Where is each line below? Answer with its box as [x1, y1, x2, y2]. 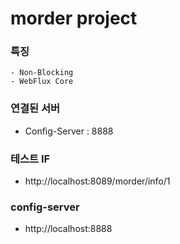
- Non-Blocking [10, 68, 74, 78]
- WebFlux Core [10, 77, 74, 87]
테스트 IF [10, 152, 51, 166]
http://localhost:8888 [24, 223, 113, 235]
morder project [10, 7, 138, 30]
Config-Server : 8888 [24, 125, 114, 137]
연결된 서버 [10, 102, 61, 116]
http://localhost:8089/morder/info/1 [24, 175, 171, 187]
